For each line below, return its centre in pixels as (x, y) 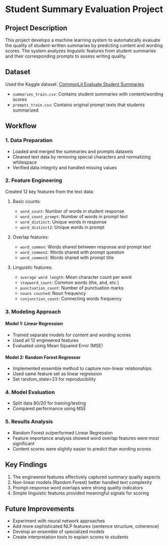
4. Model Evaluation (30, 392)
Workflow (21, 126)
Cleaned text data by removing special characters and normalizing (81, 157)
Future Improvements (40, 509)
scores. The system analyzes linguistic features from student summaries (81, 51)
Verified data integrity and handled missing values (65, 167)
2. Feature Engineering (34, 180)
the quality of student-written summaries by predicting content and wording (84, 45)
